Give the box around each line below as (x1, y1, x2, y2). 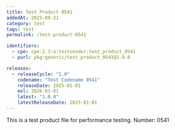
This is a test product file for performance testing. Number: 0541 (6, 116, 169, 123)
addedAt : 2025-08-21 (6, 15, 60, 21)
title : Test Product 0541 (6, 9, 72, 15)
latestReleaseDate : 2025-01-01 (17, 99, 98, 106)
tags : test (6, 26, 34, 32)
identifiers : (6, 43, 40, 49)
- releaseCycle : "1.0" (12, 71, 70, 77)
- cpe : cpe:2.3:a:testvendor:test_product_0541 (12, 48, 136, 55)
